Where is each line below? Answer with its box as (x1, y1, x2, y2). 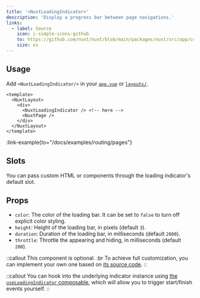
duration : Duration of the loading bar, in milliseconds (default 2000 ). (14, 231, 180, 238)
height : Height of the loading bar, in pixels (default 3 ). (14, 224, 146, 231)
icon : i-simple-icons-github (17, 31, 89, 37)
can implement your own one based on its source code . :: (6, 261, 148, 268)
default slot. (6, 178, 36, 185)
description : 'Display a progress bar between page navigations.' (6, 14, 174, 20)
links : (6, 20, 23, 26)
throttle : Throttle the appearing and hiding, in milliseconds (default (14, 236, 182, 244)
